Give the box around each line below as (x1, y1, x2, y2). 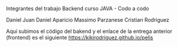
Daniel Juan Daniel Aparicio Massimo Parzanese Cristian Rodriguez (6, 16, 169, 23)
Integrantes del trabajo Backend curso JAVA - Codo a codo (6, 5, 150, 12)
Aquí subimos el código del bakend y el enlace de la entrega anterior (6, 28, 172, 35)
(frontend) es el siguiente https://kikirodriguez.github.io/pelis (6, 34, 153, 41)
